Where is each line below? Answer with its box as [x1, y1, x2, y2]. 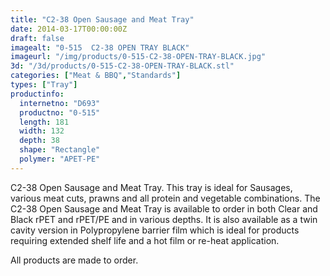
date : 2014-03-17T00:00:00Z [10, 24, 128, 34]
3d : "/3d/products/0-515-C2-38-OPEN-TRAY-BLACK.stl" [10, 61, 235, 71]
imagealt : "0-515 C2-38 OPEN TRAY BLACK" [10, 42, 190, 53]
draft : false [10, 33, 65, 43]
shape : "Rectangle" [19, 145, 101, 155]
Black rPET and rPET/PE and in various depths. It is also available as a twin [10, 213, 318, 225]
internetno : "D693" [19, 98, 101, 108]
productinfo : [10, 89, 65, 99]
